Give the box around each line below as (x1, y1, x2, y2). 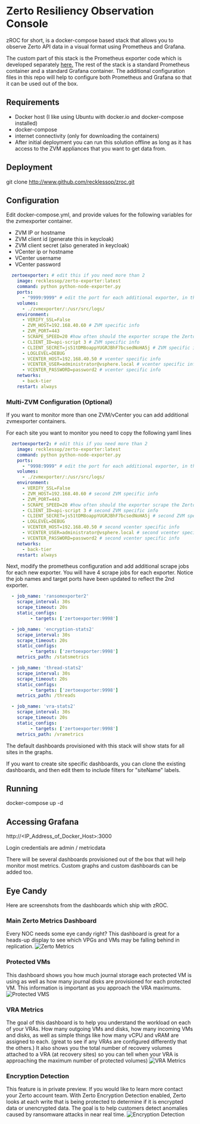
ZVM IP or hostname (14, 229, 65, 237)
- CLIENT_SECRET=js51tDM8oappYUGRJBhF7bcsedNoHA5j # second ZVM (21, 513, 185, 519)
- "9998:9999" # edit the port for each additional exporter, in (21, 463, 187, 469)
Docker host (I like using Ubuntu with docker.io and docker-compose (14, 113, 184, 120)
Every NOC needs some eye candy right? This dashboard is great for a (6, 930, 180, 938)
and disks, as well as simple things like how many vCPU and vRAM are (6, 1031, 179, 1039)
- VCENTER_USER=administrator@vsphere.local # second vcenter (21, 530, 180, 536)
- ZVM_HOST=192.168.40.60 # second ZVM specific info (21, 491, 159, 497)
